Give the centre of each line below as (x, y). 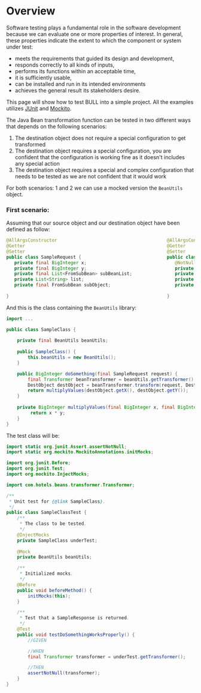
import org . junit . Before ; (38, 463)
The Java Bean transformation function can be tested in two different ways (99, 120)
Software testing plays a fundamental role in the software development (94, 28)
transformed (30, 144)
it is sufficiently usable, (43, 77)
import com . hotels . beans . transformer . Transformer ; (71, 485)
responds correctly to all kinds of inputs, (65, 65)
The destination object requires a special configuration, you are (93, 151)
